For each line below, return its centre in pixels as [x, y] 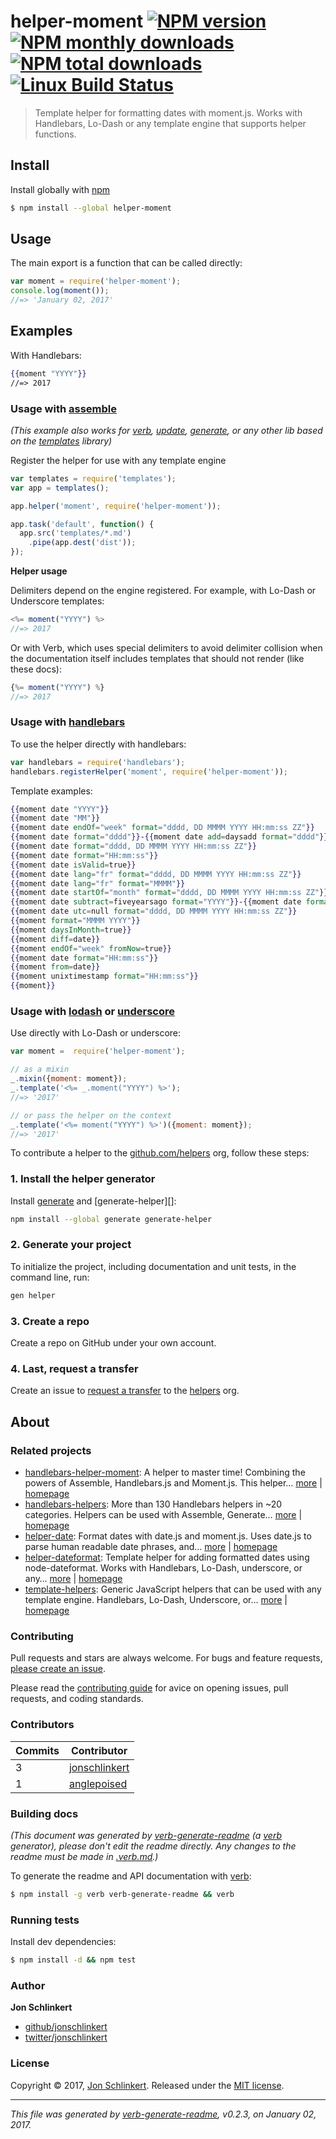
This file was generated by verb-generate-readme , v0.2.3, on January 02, [163, 2114]
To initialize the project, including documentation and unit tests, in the [153, 1266]
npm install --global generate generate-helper [111, 1219]
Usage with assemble [64, 408]
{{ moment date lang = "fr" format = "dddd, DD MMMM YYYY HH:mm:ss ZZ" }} [156, 874]
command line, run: [50, 1277]
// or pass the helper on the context [91, 1115]
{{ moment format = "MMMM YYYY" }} [75, 921]
